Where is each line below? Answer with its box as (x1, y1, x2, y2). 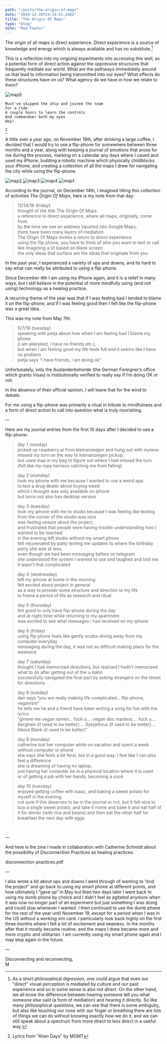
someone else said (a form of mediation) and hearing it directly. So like (12, 997, 158, 1003)
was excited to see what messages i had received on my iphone (17, 618, 149, 624)
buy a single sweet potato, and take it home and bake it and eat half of (17, 804, 162, 810)
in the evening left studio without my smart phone (17, 535, 119, 541)
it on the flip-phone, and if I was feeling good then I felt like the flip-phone (5, 300, 157, 306)
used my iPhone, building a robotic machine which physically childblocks (5, 157, 155, 163)
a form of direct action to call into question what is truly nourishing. (5, 407, 143, 413)
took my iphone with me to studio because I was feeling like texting (17, 508, 155, 514)
